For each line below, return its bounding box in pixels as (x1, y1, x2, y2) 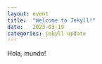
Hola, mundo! (7, 49, 46, 58)
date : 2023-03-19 (7, 23, 65, 30)
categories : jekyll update (7, 30, 87, 37)
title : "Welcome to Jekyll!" (7, 17, 96, 24)
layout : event (7, 10, 49, 18)
